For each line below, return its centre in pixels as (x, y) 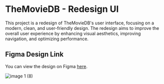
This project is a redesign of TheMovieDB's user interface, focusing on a (80, 23)
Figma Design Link (34, 54)
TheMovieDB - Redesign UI (62, 9)
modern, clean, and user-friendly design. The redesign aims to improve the (82, 28)
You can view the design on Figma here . (46, 66)
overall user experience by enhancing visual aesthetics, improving (73, 33)
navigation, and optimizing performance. (47, 39)
